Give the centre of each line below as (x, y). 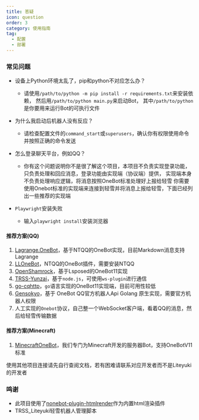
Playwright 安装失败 (39, 209)
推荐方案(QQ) (23, 236)
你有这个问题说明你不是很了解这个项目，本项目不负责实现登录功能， (107, 166)
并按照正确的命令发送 (50, 141)
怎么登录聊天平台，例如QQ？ (50, 154)
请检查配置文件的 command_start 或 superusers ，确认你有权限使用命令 (106, 134)
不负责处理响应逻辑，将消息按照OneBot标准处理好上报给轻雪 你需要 (106, 181)
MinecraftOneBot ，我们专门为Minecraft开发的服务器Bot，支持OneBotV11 (104, 345)
